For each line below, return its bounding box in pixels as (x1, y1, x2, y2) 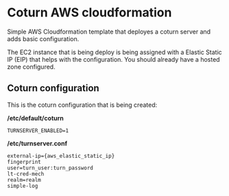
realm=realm (7, 176, 41, 183)
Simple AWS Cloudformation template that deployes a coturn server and (7, 27, 211, 36)
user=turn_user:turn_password (7, 164, 94, 171)
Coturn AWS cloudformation (7, 5, 172, 21)
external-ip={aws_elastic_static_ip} (7, 152, 115, 159)
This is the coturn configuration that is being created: (7, 101, 158, 109)
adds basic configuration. (7, 34, 80, 42)
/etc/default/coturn (7, 114, 64, 122)
